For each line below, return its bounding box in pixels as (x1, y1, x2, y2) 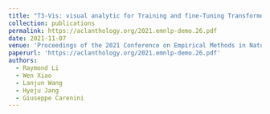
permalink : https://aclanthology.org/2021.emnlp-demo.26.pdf (8, 26, 218, 35)
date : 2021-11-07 (8, 34, 67, 43)
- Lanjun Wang (15, 79, 63, 87)
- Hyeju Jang (15, 86, 59, 95)
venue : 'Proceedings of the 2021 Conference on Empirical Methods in (8, 42, 247, 50)
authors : (8, 57, 38, 65)
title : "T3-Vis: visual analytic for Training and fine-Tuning (8, 11, 225, 20)
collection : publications (8, 19, 95, 27)
